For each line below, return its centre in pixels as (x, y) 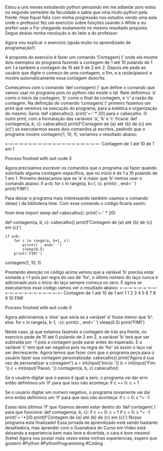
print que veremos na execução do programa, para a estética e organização (81, 108)
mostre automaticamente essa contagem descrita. (55, 78)
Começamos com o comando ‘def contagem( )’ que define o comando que (80, 87)
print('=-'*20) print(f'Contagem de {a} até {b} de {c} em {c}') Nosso (73, 417)
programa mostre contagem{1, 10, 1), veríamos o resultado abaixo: (71, 134)
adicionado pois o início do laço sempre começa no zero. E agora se (73, 282)
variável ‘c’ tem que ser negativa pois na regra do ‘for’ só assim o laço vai (79, 347)
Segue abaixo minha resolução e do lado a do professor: (62, 33)
